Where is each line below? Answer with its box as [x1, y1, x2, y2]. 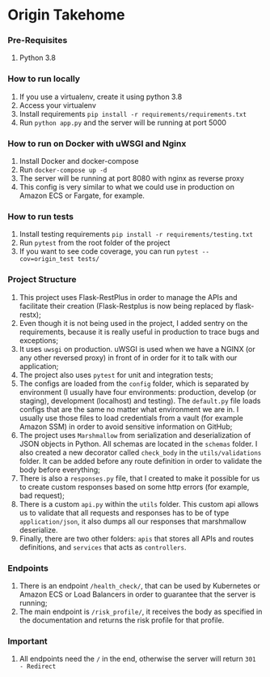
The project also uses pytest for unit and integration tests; [19, 370, 213, 379]
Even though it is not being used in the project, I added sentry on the [19, 318, 248, 328]
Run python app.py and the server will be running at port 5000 [19, 118, 227, 127]
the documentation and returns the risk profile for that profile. [19, 615, 225, 625]
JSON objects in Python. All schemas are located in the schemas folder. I [19, 439, 258, 448]
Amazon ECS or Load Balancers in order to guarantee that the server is [19, 589, 256, 599]
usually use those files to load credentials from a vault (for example [19, 413, 243, 422]
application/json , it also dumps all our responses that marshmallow [19, 516, 247, 526]
